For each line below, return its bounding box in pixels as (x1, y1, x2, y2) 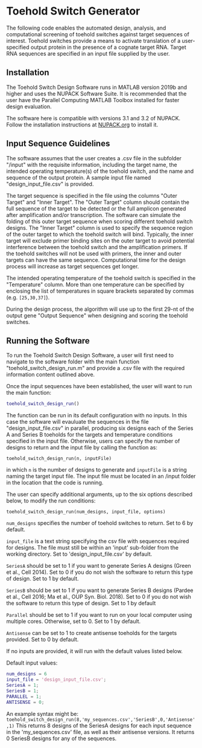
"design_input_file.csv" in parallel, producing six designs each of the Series (6, 424, 194, 432)
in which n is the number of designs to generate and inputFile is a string (6, 466, 187, 473)
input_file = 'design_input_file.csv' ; (6, 677, 107, 683)
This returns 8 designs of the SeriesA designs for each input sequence (16, 721, 192, 729)
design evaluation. (6, 103, 52, 110)
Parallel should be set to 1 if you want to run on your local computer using (6, 611, 192, 619)
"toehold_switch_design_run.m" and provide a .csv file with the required (6, 365, 185, 372)
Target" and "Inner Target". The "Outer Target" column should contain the (6, 198, 190, 206)
